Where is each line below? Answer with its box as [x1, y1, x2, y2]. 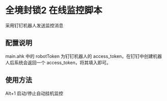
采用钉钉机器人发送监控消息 [5, 22, 64, 28]
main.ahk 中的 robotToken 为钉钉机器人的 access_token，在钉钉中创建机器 [5, 53, 162, 59]
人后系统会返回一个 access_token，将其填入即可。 [5, 59, 111, 65]
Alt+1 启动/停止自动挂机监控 [5, 90, 64, 96]
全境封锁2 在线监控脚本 [5, 5, 103, 16]
